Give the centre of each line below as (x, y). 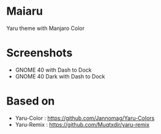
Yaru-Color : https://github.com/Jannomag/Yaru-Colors (85, 118)
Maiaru (25, 11)
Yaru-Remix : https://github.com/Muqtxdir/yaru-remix (82, 124)
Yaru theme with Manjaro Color (45, 28)
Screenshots (39, 53)
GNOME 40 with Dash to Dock (53, 70)
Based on (31, 101)
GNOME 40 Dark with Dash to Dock (60, 76)
